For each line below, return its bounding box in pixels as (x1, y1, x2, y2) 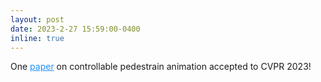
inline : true (10, 33, 65, 43)
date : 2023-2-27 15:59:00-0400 (10, 24, 141, 34)
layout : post (10, 14, 65, 25)
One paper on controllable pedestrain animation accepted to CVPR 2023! (10, 61, 312, 73)
